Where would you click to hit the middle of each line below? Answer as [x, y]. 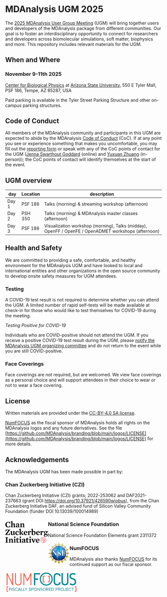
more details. [19, 444]
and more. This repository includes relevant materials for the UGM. [73, 44]
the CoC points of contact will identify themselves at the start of [90, 159]
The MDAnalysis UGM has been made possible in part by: [64, 472]
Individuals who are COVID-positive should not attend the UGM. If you [77, 335]
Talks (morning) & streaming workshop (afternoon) [96, 204]
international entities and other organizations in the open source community [83, 271]
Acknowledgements [37, 459]
